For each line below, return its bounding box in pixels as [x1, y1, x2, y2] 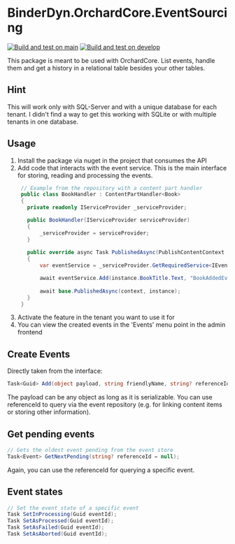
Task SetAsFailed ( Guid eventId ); [7, 524, 105, 531]
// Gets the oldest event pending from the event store [7, 446, 173, 453]
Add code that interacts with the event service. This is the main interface [17, 163, 227, 172]
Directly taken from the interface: [7, 367, 103, 375]
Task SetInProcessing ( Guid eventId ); [7, 511, 117, 518]
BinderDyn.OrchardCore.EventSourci [7, 5, 228, 21]
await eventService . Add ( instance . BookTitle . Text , [39, 274, 187, 282]
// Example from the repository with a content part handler [20, 184, 203, 191]
